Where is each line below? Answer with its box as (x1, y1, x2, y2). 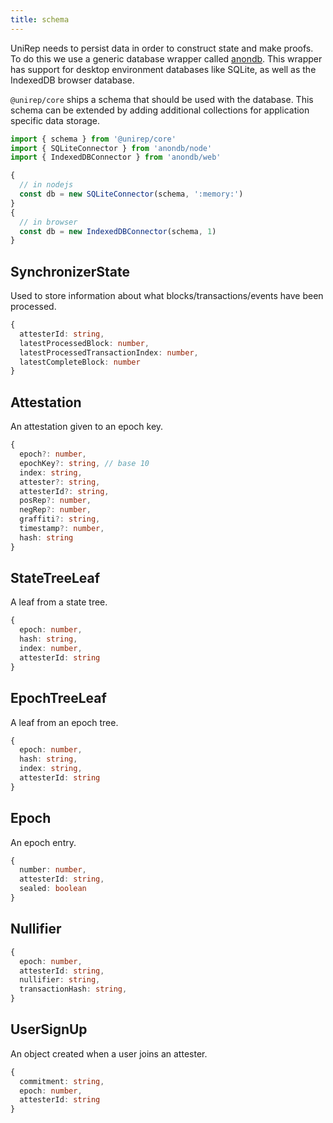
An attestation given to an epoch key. (10, 421, 164, 433)
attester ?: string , (19, 477, 101, 487)
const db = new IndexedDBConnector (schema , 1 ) (19, 226, 217, 236)
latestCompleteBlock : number (19, 357, 141, 367)
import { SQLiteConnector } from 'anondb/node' (10, 143, 213, 153)
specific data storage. (10, 114, 101, 126)
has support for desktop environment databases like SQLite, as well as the (10, 63, 317, 75)
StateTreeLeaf (10, 570, 101, 587)
